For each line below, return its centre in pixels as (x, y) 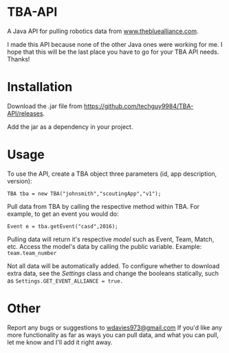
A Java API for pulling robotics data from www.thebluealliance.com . (103, 31)
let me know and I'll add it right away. (60, 342)
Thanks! (19, 59)
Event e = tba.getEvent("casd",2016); (63, 226)
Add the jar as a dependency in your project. (70, 127)
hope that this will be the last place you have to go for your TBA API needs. (113, 52)
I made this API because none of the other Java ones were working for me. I (115, 44)
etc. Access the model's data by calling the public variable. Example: (105, 246)
